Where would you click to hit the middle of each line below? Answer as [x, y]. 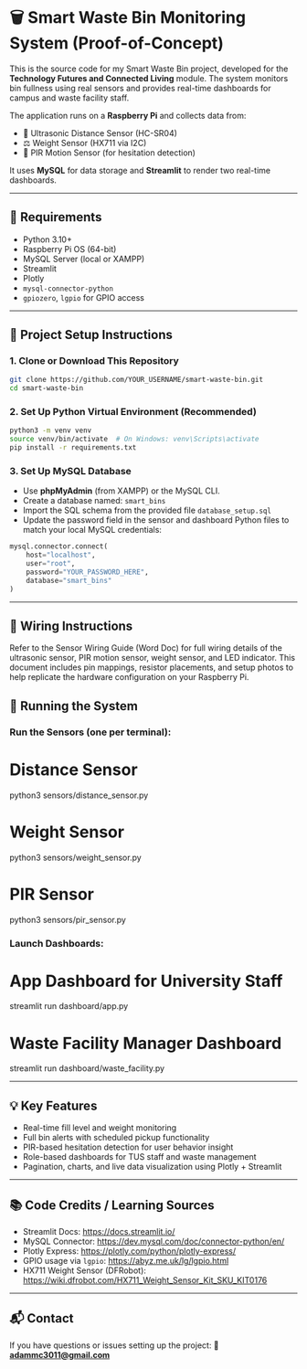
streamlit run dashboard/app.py [69, 1006]
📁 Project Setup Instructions [91, 335]
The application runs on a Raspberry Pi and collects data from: [128, 115]
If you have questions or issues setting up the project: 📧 [114, 1345]
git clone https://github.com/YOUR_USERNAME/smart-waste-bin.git [136, 380]
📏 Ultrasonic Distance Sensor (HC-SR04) [100, 133]
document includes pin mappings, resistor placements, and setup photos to [152, 667]
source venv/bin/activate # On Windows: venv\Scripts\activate [134, 440]
